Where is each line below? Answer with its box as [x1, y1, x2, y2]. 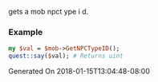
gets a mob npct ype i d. [8, 7, 89, 16]
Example [8, 26, 43, 37]
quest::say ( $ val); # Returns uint [8, 52, 124, 61]
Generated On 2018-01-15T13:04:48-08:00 [8, 67, 150, 76]
